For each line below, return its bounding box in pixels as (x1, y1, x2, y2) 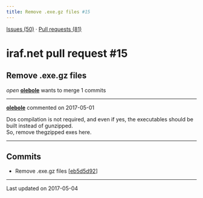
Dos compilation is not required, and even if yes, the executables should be (6, 115, 193, 123)
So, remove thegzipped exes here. (6, 128, 92, 136)
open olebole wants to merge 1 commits (6, 86, 106, 94)
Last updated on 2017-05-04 (6, 185, 79, 192)
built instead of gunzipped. (6, 122, 74, 129)
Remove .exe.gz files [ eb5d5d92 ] (14, 167, 98, 175)
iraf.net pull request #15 (6, 46, 128, 60)
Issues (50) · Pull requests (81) (6, 25, 82, 33)
